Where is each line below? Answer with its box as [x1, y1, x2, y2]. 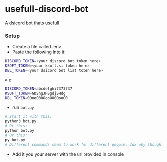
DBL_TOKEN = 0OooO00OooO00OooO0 [5, 95, 68, 100]
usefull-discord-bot [5, 3, 88, 15]
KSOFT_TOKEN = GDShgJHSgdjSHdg [5, 91, 66, 96]
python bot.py [5, 128, 35, 133]
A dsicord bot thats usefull [5, 20, 59, 26]
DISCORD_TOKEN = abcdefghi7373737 [5, 86, 72, 91]
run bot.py [12, 104, 34, 110]
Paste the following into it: [12, 49, 66, 55]
